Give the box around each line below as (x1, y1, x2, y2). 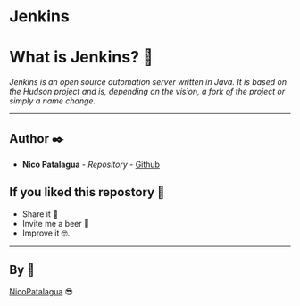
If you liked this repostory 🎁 (9, 185, 165, 200)
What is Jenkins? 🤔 (9, 47, 154, 68)
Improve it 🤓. (21, 227, 71, 238)
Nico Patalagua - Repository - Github (21, 159, 161, 170)
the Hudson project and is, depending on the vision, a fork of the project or (9, 87, 286, 97)
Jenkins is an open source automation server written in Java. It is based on (9, 77, 287, 87)
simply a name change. (9, 95, 96, 106)
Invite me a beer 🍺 (21, 218, 89, 228)
